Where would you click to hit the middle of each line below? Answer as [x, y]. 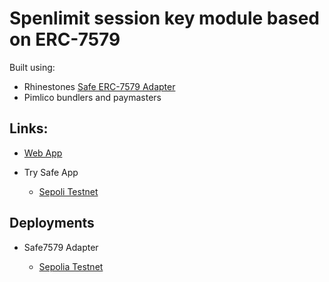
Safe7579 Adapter [61, 247]
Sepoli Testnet [68, 191]
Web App [43, 153]
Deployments [52, 223]
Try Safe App [51, 172]
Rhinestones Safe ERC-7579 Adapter [99, 86]
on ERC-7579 [65, 39]
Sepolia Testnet [71, 266]
